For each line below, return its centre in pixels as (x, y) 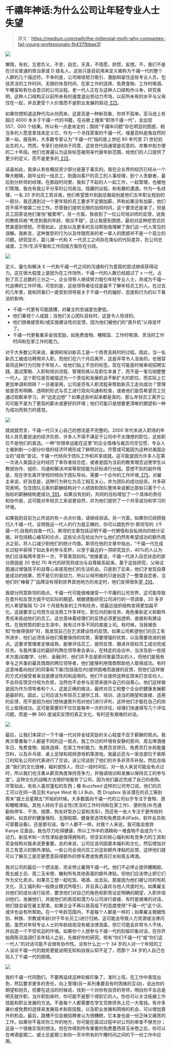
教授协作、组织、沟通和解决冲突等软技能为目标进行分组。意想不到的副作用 (83, 468)
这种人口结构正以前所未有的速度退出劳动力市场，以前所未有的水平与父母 (90, 96)
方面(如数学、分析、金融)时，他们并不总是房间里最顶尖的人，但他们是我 (85, 657)
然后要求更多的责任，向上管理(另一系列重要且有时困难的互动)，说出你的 (89, 984)
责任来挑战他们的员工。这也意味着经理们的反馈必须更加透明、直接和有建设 (83, 618)
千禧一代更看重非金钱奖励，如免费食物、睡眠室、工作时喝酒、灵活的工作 (88, 335)
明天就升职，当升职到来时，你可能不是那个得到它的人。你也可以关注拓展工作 (85, 996)
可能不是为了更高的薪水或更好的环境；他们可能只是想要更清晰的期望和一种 (88, 403)
